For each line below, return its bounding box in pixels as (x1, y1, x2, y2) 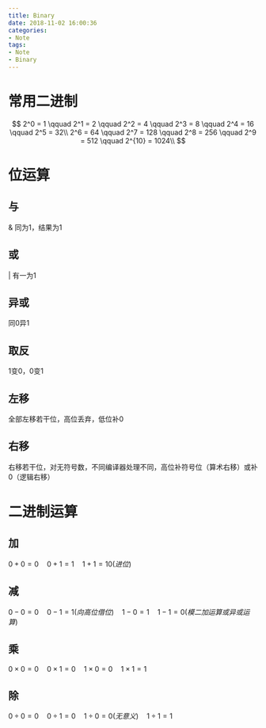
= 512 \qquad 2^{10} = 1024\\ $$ (80, 135, 186, 145)
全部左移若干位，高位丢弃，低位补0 (8, 414, 124, 424)
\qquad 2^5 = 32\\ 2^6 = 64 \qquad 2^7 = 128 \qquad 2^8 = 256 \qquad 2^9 (9, 128, 257, 137)
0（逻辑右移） (8, 472, 55, 482)
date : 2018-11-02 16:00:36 (8, 19, 97, 27)
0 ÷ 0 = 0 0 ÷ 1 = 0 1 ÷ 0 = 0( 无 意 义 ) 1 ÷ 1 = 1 (8, 711, 173, 721)
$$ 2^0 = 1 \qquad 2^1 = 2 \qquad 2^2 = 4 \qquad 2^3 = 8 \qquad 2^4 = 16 (11, 119, 255, 128)
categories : (8, 26, 47, 34)
